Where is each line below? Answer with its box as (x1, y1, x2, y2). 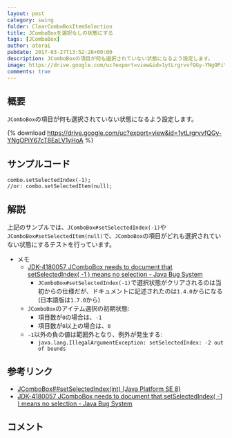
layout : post (7, 10, 45, 17)
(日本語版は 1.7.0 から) (37, 295, 101, 304)
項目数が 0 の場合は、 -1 (37, 313, 102, 321)
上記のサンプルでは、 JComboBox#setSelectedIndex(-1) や (7, 223, 167, 231)
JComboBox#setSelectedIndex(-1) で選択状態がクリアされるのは (37, 278, 216, 286)
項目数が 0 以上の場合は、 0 (37, 321, 111, 329)
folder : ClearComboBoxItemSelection (7, 23, 113, 30)
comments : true (7, 68, 51, 75)
